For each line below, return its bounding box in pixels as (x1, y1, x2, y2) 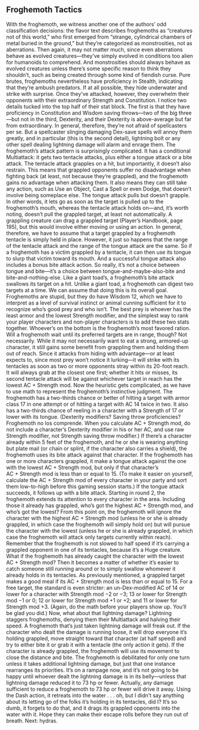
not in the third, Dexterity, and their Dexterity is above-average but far (20, 116, 192, 123)
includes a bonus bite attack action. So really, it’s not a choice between (6, 261, 180, 268)
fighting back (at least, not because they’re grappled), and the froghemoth (6, 172, 188, 179)
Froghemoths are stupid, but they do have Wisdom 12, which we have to (6, 293, 183, 300)
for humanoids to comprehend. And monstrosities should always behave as (6, 58, 191, 66)
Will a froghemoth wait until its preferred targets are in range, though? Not (6, 331, 187, 338)
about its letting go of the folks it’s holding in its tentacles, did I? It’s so (6, 698, 177, 705)
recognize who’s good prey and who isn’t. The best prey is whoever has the (6, 305, 191, 312)
